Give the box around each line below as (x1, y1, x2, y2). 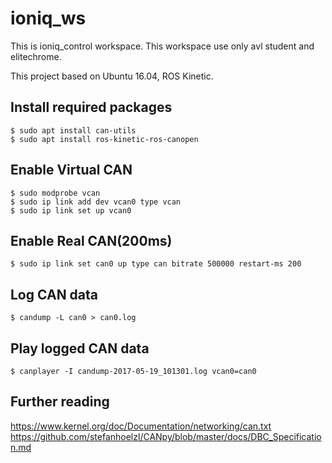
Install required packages (10, 99, 173, 116)
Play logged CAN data (10, 340, 150, 357)
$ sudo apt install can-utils (10, 125, 137, 136)
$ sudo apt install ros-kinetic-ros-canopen (10, 134, 199, 144)
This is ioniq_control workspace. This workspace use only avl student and (10, 40, 315, 52)
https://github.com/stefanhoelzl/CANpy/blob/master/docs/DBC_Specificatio (10, 430, 322, 442)
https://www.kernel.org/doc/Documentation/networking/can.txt (10, 420, 272, 432)
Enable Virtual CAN (10, 162, 133, 179)
